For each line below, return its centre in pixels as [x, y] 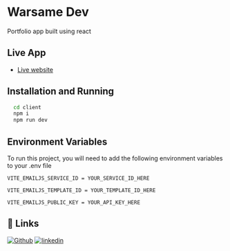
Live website [35, 69]
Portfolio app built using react [49, 31]
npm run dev [31, 120]
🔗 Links [23, 224]
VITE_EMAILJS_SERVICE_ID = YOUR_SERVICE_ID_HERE [78, 178]
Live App [27, 53]
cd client [27, 107]
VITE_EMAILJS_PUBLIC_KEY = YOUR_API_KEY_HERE [74, 203]
